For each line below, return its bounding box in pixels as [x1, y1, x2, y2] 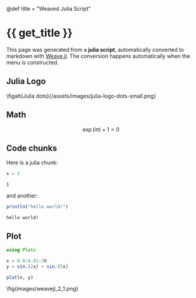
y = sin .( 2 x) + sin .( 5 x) [6, 263, 69, 270]
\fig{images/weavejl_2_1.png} [6, 285, 79, 293]
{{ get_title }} [6, 26, 73, 40]
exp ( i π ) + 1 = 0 [82, 126, 120, 133]
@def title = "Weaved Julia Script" [6, 5, 91, 12]
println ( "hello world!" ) [6, 204, 69, 210]
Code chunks [6, 143, 57, 153]
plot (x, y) [6, 274, 34, 281]
